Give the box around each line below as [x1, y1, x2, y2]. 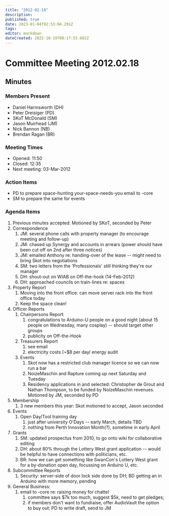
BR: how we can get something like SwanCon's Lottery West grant [20, 456, 158, 462]
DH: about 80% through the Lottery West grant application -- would [20, 446, 161, 452]
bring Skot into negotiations [20, 257, 78, 263]
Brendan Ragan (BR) [12, 131, 55, 137]
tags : [5, 26, 17, 31]
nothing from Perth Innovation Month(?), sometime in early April [27, 424, 160, 430]
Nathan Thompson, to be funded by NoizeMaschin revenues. [27, 386, 155, 392]
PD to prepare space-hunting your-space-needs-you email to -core [12, 190, 153, 196]
